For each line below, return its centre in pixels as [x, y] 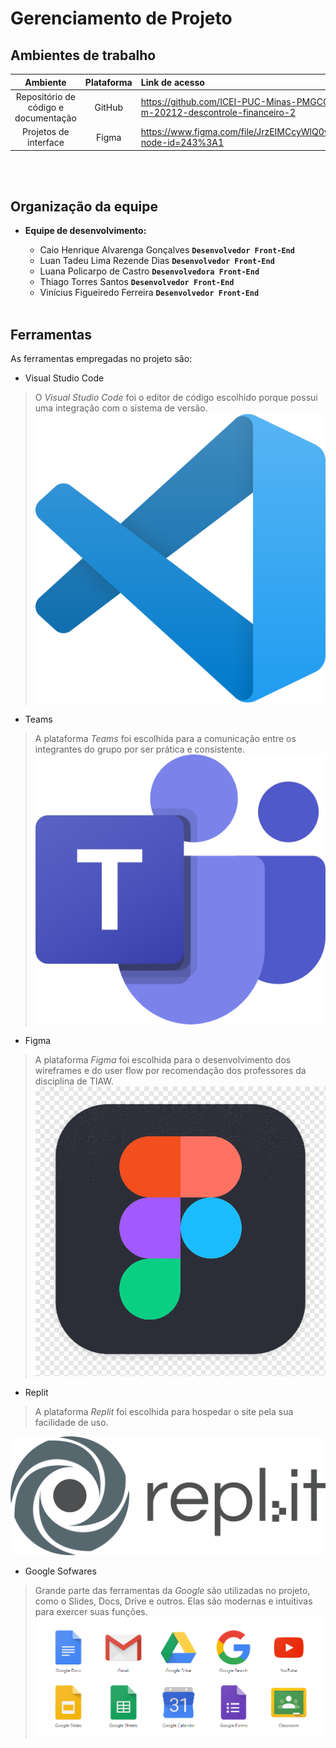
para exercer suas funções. [91, 1611]
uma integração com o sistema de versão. [121, 408]
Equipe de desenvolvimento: [85, 231]
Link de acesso [172, 82]
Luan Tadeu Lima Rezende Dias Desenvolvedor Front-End [157, 261]
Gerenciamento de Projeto [121, 18]
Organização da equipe [84, 206]
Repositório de [46, 96]
